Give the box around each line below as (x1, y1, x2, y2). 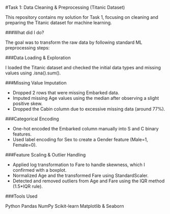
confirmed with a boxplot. (12, 167, 67, 173)
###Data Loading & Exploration (5, 55, 71, 61)
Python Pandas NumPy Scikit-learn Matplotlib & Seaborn (5, 203, 124, 209)
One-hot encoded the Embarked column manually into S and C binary (12, 126, 159, 131)
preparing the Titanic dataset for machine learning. (5, 20, 112, 25)
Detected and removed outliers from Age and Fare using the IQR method (12, 178, 165, 184)
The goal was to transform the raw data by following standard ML (5, 39, 143, 45)
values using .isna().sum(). (5, 70, 61, 76)
